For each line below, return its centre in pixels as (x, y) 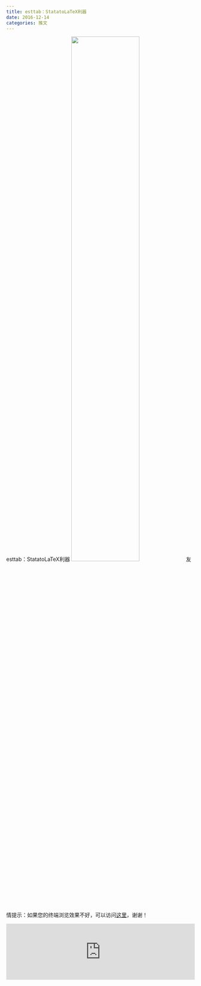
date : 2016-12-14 (28, 17)
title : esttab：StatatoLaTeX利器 (46, 12)
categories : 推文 (27, 23)
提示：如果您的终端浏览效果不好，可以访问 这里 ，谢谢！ (79, 915)
